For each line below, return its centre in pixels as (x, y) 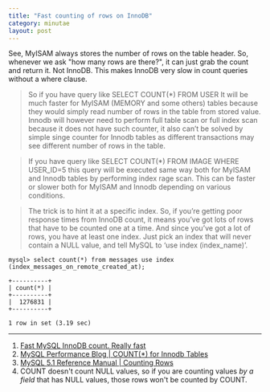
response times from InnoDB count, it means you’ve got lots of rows (141, 220)
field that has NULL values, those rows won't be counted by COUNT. (133, 380)
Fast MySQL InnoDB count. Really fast (83, 345)
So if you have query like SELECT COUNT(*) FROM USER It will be (138, 95)
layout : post (30, 31)
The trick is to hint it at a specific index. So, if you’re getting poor (135, 211)
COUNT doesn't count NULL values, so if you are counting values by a (137, 371)
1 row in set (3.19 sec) (50, 323)
